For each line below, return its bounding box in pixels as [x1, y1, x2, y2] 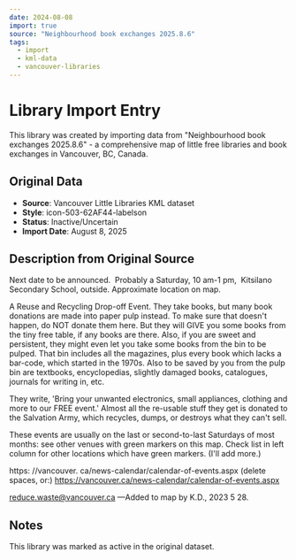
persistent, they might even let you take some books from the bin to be [9, 339, 267, 349]
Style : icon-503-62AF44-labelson [21, 207, 148, 218]
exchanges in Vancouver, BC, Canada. [9, 148, 148, 159]
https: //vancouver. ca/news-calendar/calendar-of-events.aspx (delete [9, 465, 267, 476]
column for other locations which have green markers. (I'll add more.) [9, 449, 262, 459]
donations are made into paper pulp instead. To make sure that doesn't [9, 311, 268, 321]
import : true [9, 21, 57, 30]
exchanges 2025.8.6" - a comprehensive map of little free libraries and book [9, 139, 287, 150]
